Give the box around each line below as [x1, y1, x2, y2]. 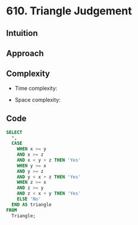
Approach [6, 48, 44, 58]
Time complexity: [14, 84, 58, 92]
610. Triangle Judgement [6, 4, 132, 18]
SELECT [6, 129, 23, 135]
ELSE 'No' [17, 196, 42, 202]
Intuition [6, 28, 38, 38]
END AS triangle [11, 202, 52, 208]
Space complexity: [14, 96, 61, 103]
